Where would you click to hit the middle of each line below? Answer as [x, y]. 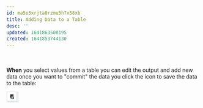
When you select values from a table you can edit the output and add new [100, 70]
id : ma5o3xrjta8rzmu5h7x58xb [43, 13]
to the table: [21, 83]
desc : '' [17, 26]
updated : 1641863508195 [37, 33]
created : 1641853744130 [37, 39]
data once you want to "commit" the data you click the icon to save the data [102, 77]
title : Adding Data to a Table [46, 19]
